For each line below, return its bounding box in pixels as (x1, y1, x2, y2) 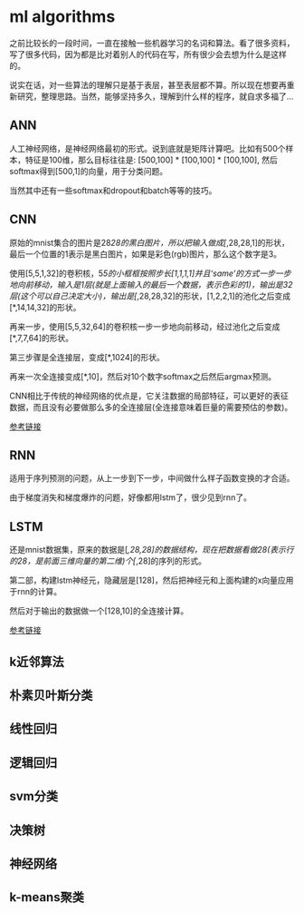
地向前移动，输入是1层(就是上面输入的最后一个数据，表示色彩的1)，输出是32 (9, 279, 293, 290)
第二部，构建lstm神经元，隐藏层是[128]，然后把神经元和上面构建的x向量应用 (9, 574, 294, 586)
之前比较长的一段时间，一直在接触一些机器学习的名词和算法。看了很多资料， (9, 37, 295, 48)
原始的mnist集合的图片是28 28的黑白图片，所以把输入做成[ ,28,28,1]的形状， (9, 237, 290, 248)
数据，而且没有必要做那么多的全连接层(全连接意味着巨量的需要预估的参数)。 (9, 401, 293, 412)
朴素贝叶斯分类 (9, 687, 93, 702)
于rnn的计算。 (9, 586, 62, 597)
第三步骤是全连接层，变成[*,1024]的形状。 (9, 351, 166, 362)
